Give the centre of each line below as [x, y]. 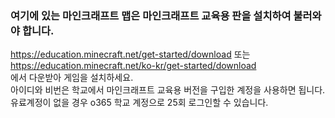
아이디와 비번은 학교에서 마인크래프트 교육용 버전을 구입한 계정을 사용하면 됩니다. [168, 90]
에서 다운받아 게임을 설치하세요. [72, 78]
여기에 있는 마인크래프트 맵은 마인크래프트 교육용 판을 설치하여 [151, 15]
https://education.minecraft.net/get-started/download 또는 [130, 54]
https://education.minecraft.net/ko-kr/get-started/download [133, 66]
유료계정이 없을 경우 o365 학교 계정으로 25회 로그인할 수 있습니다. [139, 103]
